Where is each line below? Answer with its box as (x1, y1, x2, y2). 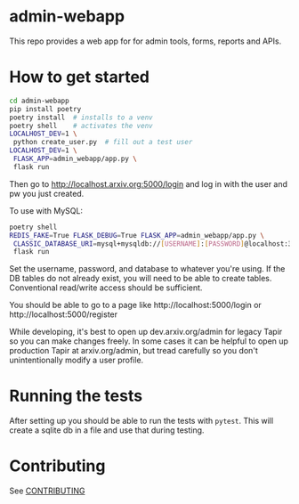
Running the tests (9, 386, 143, 406)
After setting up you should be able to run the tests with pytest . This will (9, 416, 274, 427)
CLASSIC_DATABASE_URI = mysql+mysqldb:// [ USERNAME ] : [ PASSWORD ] (12, 239, 245, 248)
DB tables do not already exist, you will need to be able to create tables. (9, 273, 272, 284)
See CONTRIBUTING (9, 485, 85, 496)
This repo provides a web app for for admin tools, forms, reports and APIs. (9, 36, 282, 46)
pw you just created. (9, 188, 85, 199)
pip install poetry (9, 104, 82, 113)
